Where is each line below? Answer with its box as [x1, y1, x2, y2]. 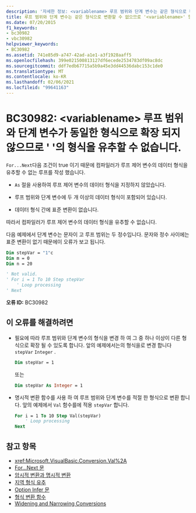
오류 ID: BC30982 [6, 299, 48, 306]
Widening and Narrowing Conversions [14, 500, 107, 507]
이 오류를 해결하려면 [6, 318, 73, 328]
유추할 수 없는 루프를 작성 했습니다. [6, 168, 86, 175]
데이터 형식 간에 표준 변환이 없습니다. [14, 206, 99, 213]
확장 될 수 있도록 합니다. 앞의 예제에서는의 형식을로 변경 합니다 [30, 342, 172, 349]
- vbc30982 [6, 36, 33, 42]
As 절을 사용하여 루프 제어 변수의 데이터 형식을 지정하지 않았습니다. [14, 181, 166, 188]
